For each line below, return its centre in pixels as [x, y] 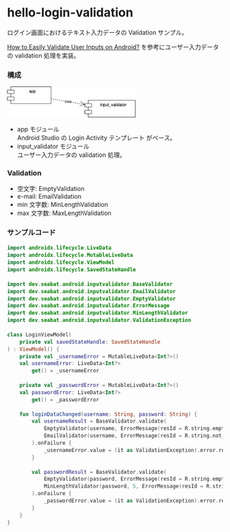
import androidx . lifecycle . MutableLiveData [70, 255]
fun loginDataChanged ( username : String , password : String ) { [108, 414]
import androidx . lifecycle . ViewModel [61, 263]
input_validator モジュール [53, 146]
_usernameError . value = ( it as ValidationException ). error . [131, 450]
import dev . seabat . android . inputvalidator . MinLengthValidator [98, 313]
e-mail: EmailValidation [49, 197]
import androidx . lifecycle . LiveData [59, 248]
